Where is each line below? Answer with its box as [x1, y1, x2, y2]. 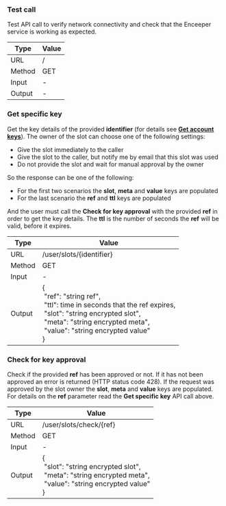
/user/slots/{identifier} [42, 249, 113, 259]
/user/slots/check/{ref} [42, 420, 116, 429]
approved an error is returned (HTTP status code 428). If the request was [7, 377, 214, 385]
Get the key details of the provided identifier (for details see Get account [7, 125, 214, 133]
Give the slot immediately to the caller [16, 145, 124, 153]
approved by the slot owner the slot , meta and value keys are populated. [7, 385, 214, 393]
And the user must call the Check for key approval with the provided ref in [7, 207, 218, 215]
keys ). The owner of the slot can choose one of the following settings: [7, 132, 205, 140]
